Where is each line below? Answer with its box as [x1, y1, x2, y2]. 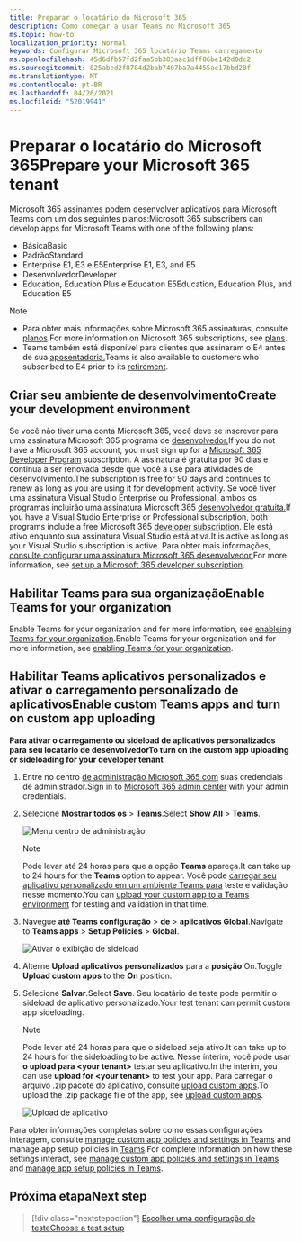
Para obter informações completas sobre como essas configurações [9, 1124, 263, 1135]
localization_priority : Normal [9, 38, 127, 48]
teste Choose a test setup [31, 1222, 125, 1233]
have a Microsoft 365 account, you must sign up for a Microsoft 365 [9, 445, 262, 456]
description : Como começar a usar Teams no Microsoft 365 [9, 22, 231, 31]
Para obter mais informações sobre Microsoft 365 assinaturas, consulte [22, 323, 288, 334]
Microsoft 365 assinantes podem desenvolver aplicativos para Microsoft [9, 204, 277, 214]
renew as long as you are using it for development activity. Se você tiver [9, 483, 277, 494]
